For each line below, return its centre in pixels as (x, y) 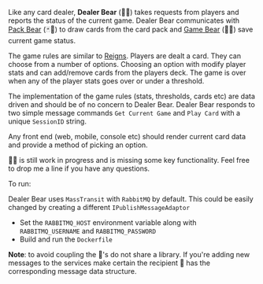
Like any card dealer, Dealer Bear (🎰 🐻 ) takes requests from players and (124, 12)
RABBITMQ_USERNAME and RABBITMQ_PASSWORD (87, 231)
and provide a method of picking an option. (78, 145)
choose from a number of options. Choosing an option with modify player (127, 64)
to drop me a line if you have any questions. (79, 168)
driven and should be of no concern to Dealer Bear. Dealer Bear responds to (132, 105)
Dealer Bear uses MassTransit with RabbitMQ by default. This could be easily (131, 199)
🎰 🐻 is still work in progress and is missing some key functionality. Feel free (129, 160)
